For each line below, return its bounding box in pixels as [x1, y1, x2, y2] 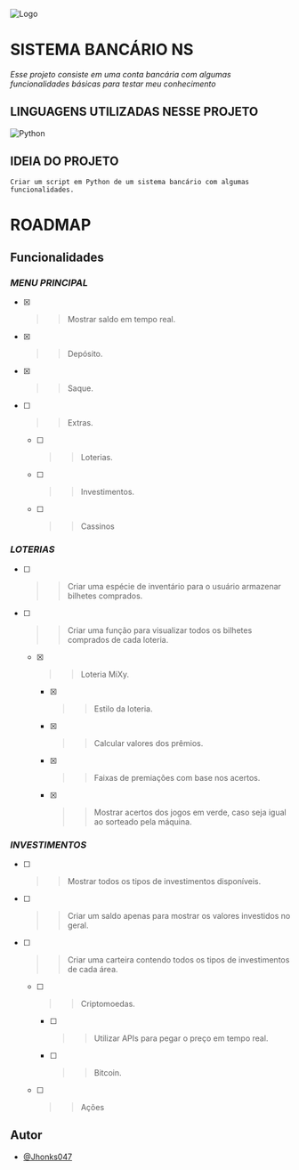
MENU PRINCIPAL [10, 277, 88, 289]
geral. [67, 920, 89, 930]
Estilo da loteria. [93, 703, 153, 714]
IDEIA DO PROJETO [10, 154, 119, 169]
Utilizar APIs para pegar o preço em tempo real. [93, 1033, 269, 1044]
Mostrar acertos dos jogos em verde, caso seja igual [93, 807, 287, 817]
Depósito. [67, 348, 103, 360]
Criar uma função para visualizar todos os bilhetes [67, 624, 253, 636]
